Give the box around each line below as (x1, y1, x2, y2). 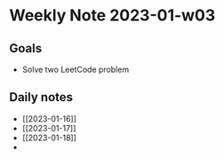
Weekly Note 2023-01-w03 (9, 5, 216, 26)
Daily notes (9, 90, 74, 105)
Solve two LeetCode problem (21, 64, 130, 75)
